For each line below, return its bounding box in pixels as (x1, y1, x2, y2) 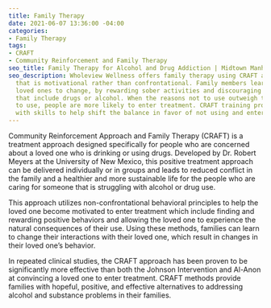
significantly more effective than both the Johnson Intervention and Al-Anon (8, 265, 261, 274)
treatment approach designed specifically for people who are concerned (8, 140, 250, 149)
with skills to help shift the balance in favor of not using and (15, 109, 244, 117)
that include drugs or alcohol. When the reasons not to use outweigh (15, 94, 258, 102)
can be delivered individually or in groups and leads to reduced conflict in (8, 166, 252, 175)
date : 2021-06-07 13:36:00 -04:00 (8, 19, 125, 27)
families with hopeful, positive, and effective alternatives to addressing (8, 282, 244, 291)
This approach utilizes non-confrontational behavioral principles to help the (8, 198, 259, 207)
